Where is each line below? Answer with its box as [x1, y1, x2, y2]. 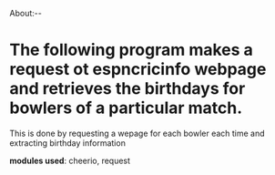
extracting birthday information [9, 137, 126, 149]
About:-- [9, 8, 43, 18]
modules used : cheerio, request [9, 155, 130, 166]
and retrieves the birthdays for [9, 78, 246, 99]
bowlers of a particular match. [9, 98, 243, 118]
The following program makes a [9, 40, 253, 60]
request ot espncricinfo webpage [9, 59, 267, 80]
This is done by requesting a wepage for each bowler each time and [9, 128, 266, 139]
